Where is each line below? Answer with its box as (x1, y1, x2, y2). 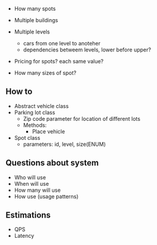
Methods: (23, 121, 47, 128)
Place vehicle (32, 128, 65, 135)
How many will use (14, 186, 61, 194)
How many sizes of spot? (14, 69, 77, 76)
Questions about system (5, 158, 99, 168)
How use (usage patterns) (14, 192, 79, 200)
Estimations (5, 210, 51, 220)
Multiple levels (14, 28, 50, 35)
